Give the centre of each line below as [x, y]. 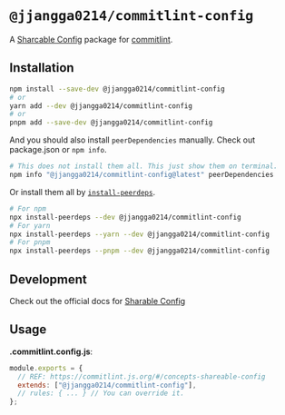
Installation [42, 68]
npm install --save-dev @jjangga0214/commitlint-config [117, 89]
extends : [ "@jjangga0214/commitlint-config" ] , [107, 385]
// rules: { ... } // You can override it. [101, 393]
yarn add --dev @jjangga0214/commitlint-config [101, 106]
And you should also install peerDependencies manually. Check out [133, 140]
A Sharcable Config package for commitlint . [91, 39]
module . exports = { [46, 368]
